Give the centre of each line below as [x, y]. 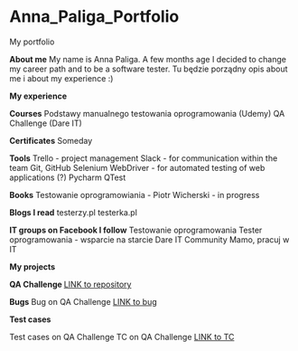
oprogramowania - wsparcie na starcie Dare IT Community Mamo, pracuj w [149, 239]
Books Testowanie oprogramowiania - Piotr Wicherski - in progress [135, 194]
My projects [33, 266]
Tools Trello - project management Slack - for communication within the [144, 158]
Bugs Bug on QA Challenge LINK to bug [84, 301]
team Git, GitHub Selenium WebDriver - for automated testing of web [137, 167]
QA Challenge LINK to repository [70, 284]
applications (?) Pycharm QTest [68, 177]
